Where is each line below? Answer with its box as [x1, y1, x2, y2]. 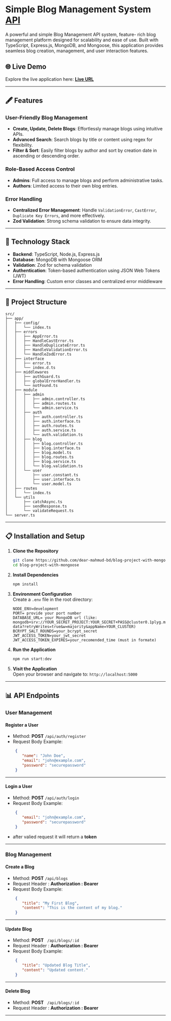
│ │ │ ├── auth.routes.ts [5, 423, 74, 428]
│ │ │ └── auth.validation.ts [5, 432, 83, 437]
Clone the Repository [12, 548, 59, 554]
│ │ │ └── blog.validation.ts [5, 463, 83, 469]
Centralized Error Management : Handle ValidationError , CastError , [12, 207, 157, 213]
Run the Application [12, 646, 56, 653]
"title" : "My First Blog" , [22, 900, 79, 906]
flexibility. [12, 142, 33, 148]
